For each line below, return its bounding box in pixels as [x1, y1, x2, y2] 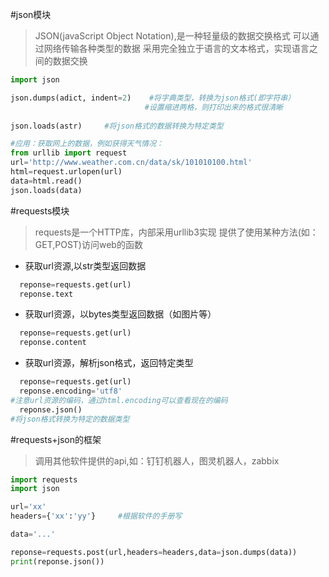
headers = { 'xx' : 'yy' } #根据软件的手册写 [10, 511, 183, 522]
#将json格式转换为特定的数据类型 [10, 414, 130, 424]
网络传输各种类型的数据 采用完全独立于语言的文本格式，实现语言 [43, 43, 310, 54]
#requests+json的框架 [10, 433, 102, 445]
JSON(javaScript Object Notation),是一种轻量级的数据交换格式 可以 [34, 30, 311, 42]
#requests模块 [10, 204, 70, 217]
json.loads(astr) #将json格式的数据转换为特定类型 [10, 121, 224, 131]
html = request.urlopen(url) [10, 167, 123, 177]
